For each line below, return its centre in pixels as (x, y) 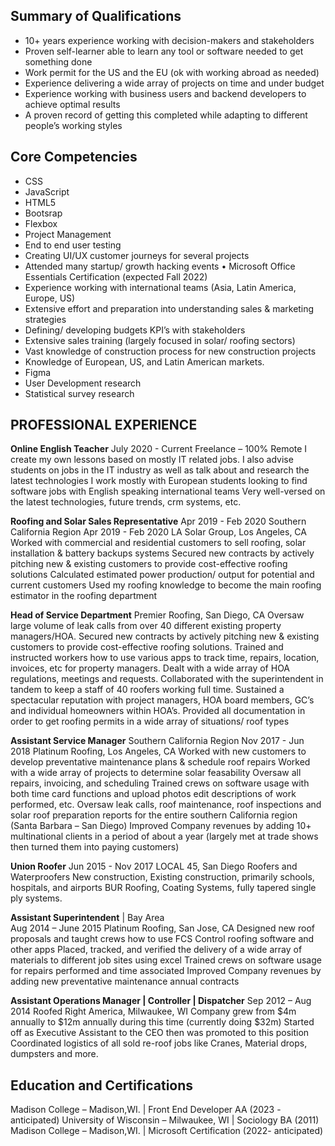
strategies (45, 319)
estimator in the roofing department (84, 596)
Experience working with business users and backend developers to (165, 93)
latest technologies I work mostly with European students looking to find (159, 481)
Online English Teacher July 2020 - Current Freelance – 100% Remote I (159, 449)
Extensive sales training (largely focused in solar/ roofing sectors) (160, 340)
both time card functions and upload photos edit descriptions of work (153, 794)
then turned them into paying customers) (95, 847)
